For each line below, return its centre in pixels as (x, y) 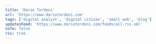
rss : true (16, 33)
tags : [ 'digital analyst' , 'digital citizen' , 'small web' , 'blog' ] (79, 19)
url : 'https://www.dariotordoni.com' (45, 15)
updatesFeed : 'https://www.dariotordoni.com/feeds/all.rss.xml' (74, 24)
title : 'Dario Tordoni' (30, 10)
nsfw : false (18, 29)
